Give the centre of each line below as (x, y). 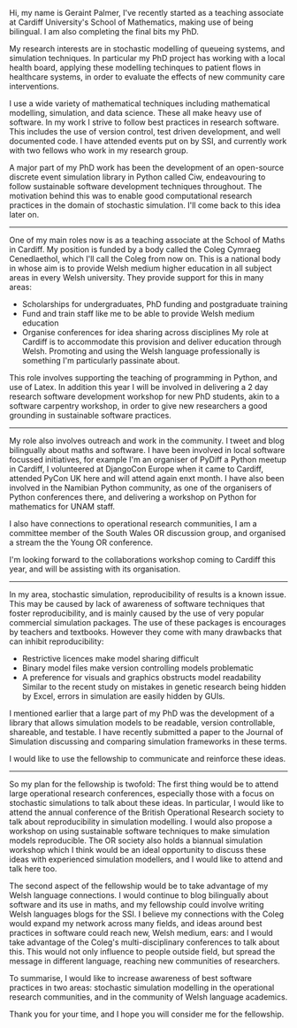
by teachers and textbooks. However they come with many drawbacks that (146, 632)
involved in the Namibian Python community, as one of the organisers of (141, 487)
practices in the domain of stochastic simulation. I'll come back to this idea (145, 205)
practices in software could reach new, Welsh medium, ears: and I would (141, 933)
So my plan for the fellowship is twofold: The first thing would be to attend (144, 784)
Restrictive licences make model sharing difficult (110, 659)
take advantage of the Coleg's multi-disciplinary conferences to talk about (145, 942)
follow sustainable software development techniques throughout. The (136, 186)
